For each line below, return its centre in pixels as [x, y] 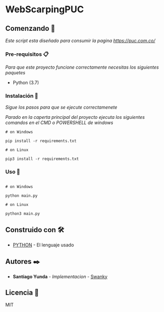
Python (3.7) [26, 82]
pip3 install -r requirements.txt [42, 159]
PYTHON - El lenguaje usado [43, 245]
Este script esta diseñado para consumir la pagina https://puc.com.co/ [80, 40]
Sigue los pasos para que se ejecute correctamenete [61, 107]
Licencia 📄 [22, 292]
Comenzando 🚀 [30, 28]
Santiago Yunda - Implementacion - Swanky [60, 276]
